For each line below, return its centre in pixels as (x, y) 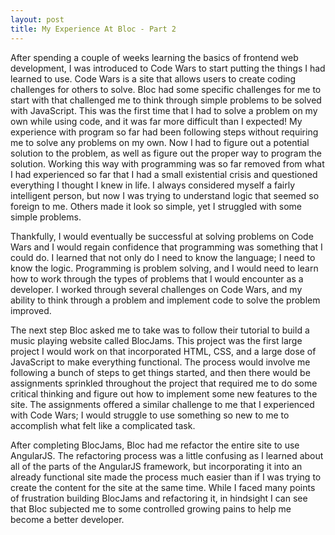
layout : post (37, 19)
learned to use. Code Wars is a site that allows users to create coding (153, 78)
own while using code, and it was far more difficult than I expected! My (156, 121)
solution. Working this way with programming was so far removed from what (167, 163)
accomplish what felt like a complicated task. (103, 425)
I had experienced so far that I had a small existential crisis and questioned (164, 174)
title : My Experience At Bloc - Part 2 (93, 29)
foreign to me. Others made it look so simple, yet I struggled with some (156, 206)
